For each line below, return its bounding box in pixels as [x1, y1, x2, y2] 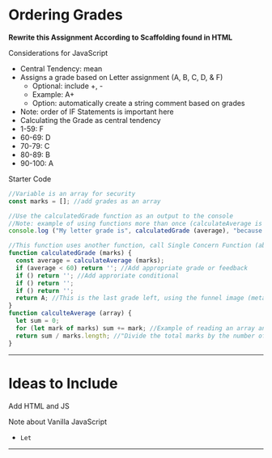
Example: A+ [32, 89, 75, 99]
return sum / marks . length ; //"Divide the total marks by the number [15, 332, 255, 340]
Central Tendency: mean [19, 63, 103, 74]
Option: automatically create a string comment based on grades [32, 98, 245, 108]
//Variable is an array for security [8, 189, 136, 197]
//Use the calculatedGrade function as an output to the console [8, 212, 233, 220]
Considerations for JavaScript [8, 48, 108, 57]
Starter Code [8, 174, 52, 184]
